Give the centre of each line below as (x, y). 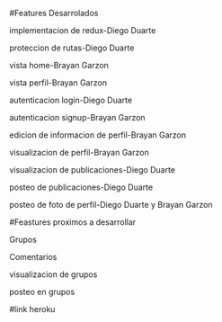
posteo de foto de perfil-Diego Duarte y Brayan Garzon (111, 205)
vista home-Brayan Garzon (59, 65)
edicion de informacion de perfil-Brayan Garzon (98, 135)
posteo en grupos (42, 292)
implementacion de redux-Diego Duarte (83, 30)
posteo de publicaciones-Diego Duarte (81, 187)
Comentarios (33, 257)
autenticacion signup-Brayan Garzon (77, 117)
